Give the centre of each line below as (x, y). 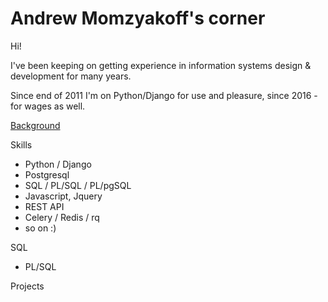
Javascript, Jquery (63, 196)
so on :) (40, 228)
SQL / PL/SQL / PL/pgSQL (78, 185)
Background (35, 125)
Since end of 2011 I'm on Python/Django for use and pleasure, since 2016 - (164, 95)
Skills (21, 144)
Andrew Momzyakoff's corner (138, 18)
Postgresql (47, 174)
